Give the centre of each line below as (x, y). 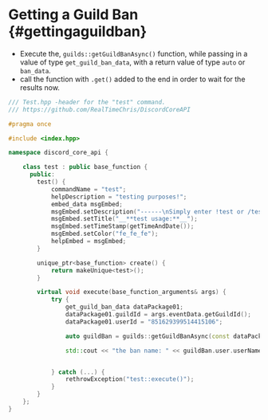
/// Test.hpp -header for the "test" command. (87, 102)
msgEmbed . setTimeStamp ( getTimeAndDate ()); (122, 226)
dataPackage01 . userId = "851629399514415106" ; (144, 322)
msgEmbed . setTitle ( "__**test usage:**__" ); (124, 219)
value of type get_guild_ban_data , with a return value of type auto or (132, 62)
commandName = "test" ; (89, 189)
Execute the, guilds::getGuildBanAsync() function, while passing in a (134, 53)
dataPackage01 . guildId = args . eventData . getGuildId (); (158, 315)
